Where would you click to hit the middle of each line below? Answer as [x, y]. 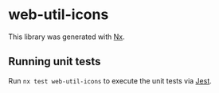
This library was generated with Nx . [66, 37]
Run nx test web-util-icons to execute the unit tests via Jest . [110, 80]
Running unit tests [55, 62]
